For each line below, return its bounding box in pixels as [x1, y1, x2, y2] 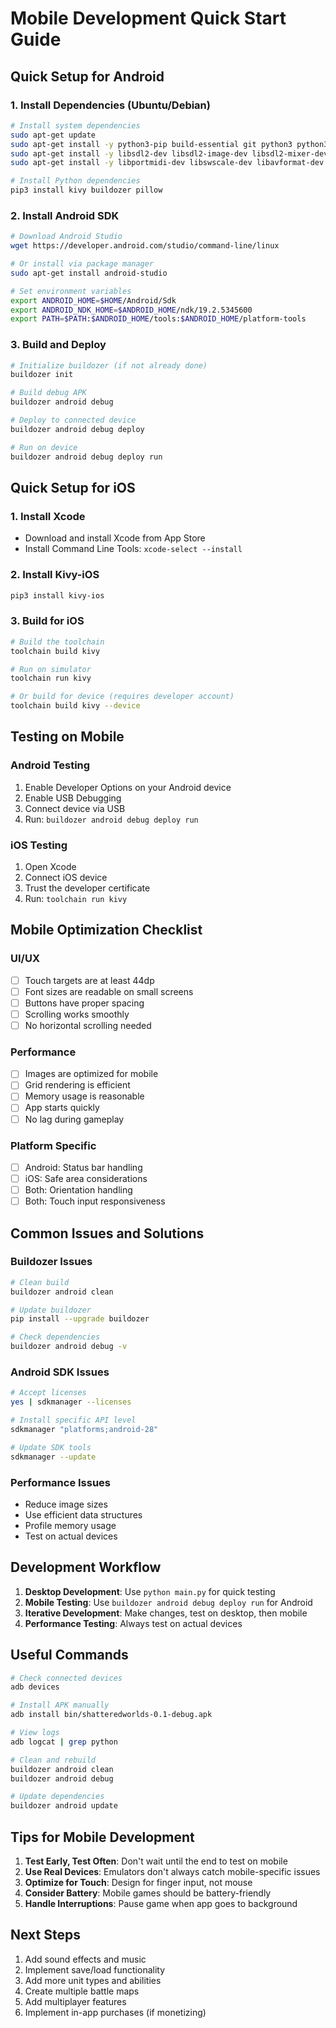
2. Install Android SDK [10, 208, 120, 222]
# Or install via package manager [10, 259, 155, 269]
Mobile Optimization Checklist [10, 922, 203, 939]
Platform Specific [10, 1138, 97, 1152]
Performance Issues [10, 1475, 112, 1489]
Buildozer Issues [10, 1255, 93, 1269]
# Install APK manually [10, 1700, 110, 1711]
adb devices [10, 1682, 60, 1692]
